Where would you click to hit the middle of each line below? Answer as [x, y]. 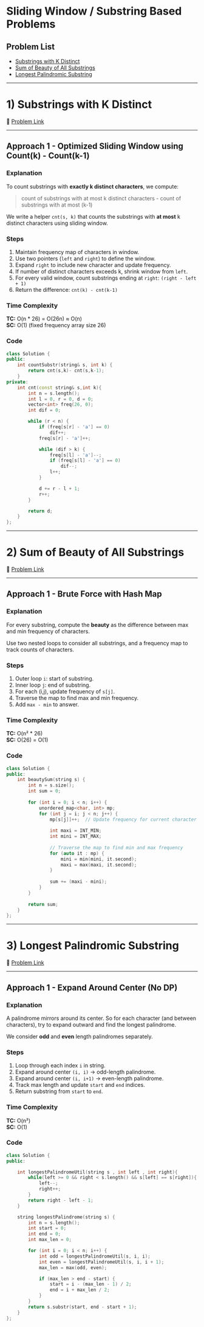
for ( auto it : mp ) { [77, 853]
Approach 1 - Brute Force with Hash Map [84, 594]
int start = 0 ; [47, 1228]
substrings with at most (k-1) [57, 205]
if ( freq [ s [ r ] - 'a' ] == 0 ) [74, 427]
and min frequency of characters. [48, 631]
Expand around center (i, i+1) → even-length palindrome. [89, 1078]
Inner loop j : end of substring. [53, 685]
